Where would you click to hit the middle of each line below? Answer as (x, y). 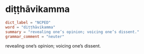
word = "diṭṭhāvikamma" (30, 27)
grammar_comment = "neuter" (35, 36)
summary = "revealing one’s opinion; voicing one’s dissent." (72, 32)
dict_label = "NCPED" (28, 22)
